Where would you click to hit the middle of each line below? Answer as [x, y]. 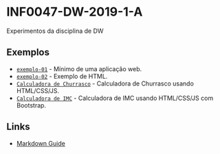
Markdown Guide [41, 143]
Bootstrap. [31, 105]
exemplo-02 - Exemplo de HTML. [62, 76]
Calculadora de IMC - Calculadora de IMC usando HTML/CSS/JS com [115, 98]
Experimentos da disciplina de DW [55, 31]
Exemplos [28, 52]
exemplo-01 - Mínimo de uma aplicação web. [79, 68]
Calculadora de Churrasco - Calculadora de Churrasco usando [105, 84]
